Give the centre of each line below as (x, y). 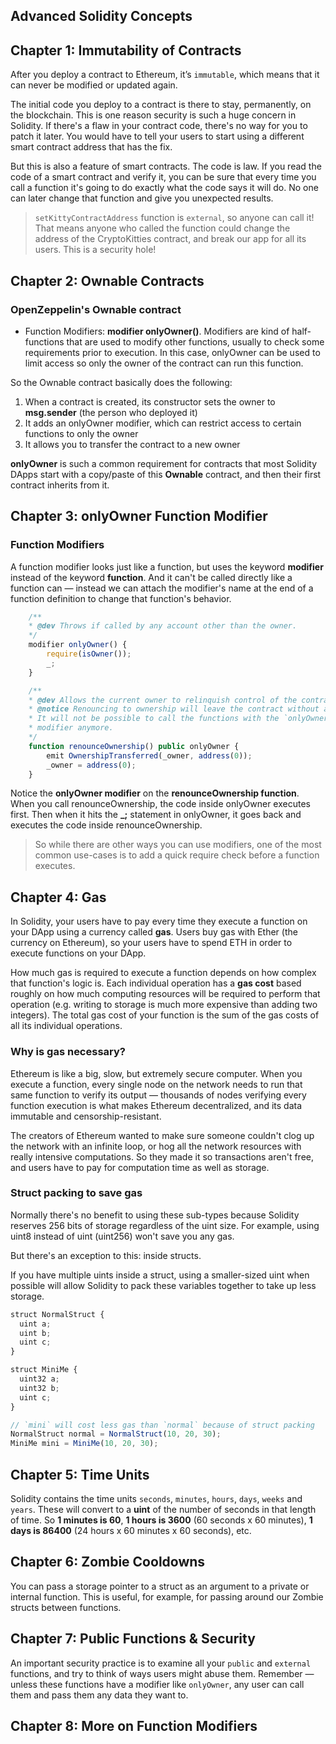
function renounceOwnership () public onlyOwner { (134, 746)
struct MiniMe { (44, 1370)
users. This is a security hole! (95, 250)
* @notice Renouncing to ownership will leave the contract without (174, 709)
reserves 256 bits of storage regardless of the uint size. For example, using (165, 1225)
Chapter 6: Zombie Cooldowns (108, 1562)
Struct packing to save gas (76, 1193)
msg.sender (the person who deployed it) (111, 412)
